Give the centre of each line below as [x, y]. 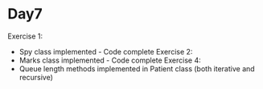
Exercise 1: [25, 36]
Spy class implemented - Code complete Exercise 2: [106, 51]
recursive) [36, 77]
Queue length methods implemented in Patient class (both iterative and [137, 68]
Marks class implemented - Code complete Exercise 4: [110, 60]
